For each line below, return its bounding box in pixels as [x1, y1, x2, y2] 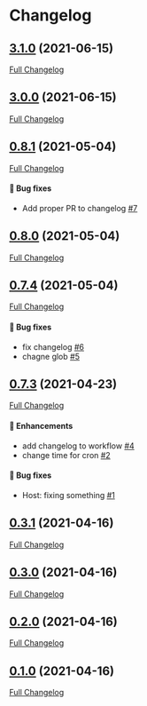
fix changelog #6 [21, 341, 84, 352]
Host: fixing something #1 [21, 489, 115, 500]
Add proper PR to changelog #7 [21, 202, 138, 213]
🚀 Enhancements [9, 421, 73, 432]
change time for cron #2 [21, 449, 111, 460]
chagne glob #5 [21, 351, 80, 361]
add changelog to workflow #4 [21, 440, 135, 451]
